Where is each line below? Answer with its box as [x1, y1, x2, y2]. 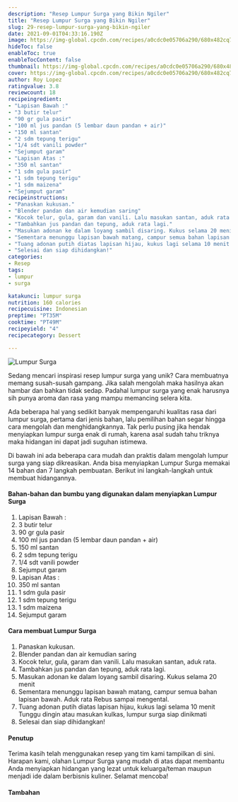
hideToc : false [8, 43, 53, 50]
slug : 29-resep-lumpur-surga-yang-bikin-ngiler [8, 23, 151, 30]
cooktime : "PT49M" [8, 319, 62, 326]
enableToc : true [8, 50, 56, 57]
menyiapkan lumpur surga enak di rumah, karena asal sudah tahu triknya [8, 430, 220, 438]
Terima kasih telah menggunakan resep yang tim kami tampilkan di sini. [8, 750, 215, 758]
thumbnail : [8, 63, 40, 70]
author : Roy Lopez [8, 76, 62, 83]
